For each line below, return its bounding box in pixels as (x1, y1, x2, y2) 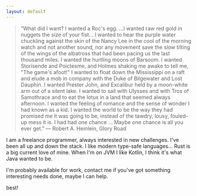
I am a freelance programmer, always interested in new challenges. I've (6, 136, 179, 143)
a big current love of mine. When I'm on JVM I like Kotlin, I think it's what (6, 148, 182, 156)
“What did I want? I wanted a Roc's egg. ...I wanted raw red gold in (20, 25, 183, 32)
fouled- (170, 112, 189, 119)
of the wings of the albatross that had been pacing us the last (20, 49, 170, 57)
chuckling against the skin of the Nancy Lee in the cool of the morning (20, 37, 192, 44)
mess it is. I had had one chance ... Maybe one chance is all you (28, 118, 184, 125)
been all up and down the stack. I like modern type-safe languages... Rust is (6, 142, 191, 150)
